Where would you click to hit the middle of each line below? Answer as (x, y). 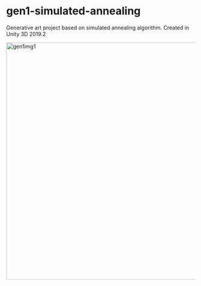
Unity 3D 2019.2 (26, 34)
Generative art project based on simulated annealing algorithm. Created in (98, 28)
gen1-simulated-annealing (73, 11)
